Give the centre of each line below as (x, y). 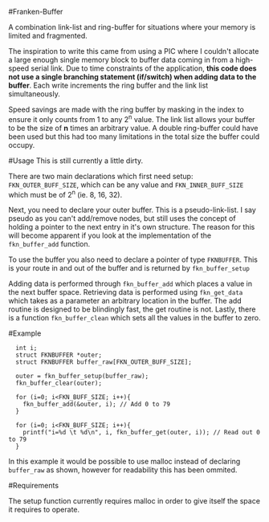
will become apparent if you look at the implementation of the (110, 235)
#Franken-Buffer (36, 12)
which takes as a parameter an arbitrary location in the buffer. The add (125, 301)
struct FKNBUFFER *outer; (59, 355)
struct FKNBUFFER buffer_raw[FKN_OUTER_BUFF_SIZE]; (104, 362)
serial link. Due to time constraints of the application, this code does (144, 68)
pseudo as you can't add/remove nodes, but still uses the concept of (122, 218)
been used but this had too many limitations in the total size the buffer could (134, 137)
